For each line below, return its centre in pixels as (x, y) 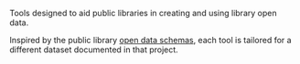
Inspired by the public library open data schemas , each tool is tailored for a (150, 40)
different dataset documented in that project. (94, 50)
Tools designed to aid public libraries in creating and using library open (143, 13)
